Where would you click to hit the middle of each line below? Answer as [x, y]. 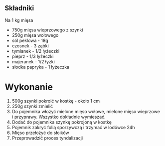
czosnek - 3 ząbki [30, 46]
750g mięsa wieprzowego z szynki [47, 30]
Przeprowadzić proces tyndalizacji [47, 138]
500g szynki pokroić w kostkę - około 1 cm [56, 101]
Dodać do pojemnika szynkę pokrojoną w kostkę [62, 122]
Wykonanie [29, 87]
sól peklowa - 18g [30, 40]
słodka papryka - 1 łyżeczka [41, 67]
